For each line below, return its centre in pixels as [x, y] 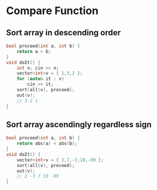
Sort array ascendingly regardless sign [79, 124]
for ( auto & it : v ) [41, 79]
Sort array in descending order [64, 33]
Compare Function [52, 11]
